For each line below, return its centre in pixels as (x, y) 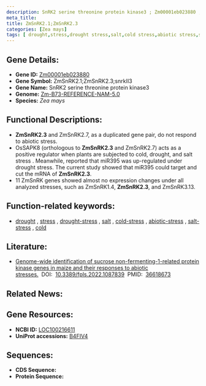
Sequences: (30, 355)
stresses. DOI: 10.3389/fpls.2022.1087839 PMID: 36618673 (93, 274)
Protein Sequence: (40, 376)
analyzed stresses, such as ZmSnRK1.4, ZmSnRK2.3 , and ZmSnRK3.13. (105, 187)
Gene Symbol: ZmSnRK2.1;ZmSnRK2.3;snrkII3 (74, 81)
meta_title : (21, 18)
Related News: (35, 294)
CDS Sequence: (36, 370)
